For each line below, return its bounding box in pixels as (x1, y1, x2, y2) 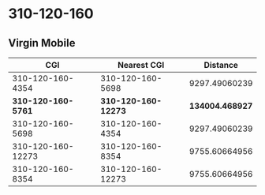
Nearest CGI (117, 60, 165, 70)
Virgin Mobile (8, 36, 76, 50)
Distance (203, 60, 239, 70)
